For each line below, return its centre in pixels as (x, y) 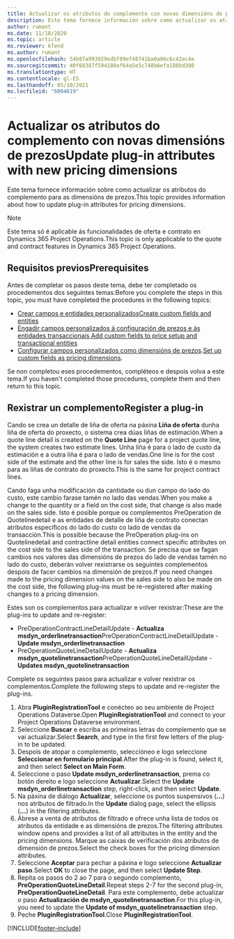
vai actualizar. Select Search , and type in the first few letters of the (112, 737)
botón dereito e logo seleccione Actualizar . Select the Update (106, 781)
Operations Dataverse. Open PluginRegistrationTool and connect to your (121, 715)
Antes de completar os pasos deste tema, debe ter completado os (102, 285)
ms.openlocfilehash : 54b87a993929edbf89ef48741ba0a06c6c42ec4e (101, 59)
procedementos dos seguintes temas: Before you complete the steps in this (115, 292)
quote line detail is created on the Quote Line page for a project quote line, (114, 439)
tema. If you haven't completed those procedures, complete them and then (114, 379)
